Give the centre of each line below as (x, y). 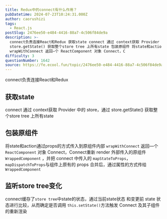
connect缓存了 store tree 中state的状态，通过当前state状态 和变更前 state (80, 199)
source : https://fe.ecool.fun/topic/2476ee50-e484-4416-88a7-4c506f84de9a (84, 65)
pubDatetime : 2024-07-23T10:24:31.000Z (46, 14)
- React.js (21, 28)
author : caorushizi (25, 19)
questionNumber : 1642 (28, 60)
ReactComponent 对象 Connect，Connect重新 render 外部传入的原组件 (76, 152)
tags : (11, 24)
